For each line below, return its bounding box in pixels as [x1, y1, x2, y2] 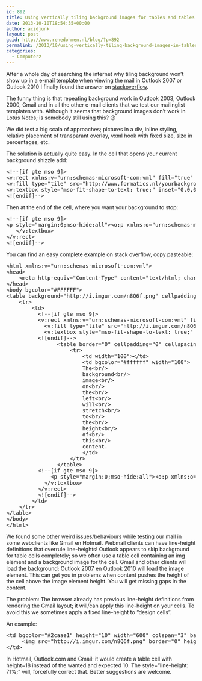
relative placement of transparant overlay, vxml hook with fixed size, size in [6, 132, 192, 139]
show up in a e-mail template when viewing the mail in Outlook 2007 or [6, 77, 182, 84]
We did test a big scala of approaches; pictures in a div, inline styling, [6, 125, 178, 133]
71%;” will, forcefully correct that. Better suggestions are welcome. [6, 668, 172, 675]
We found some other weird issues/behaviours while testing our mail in [6, 533, 182, 540]
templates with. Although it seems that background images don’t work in [6, 107, 186, 115]
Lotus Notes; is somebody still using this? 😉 [6, 114, 116, 121]
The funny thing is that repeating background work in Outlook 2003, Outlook [6, 95, 196, 102]
